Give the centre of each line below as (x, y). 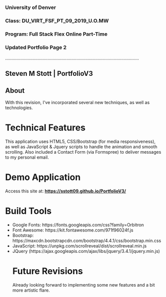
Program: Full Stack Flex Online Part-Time (56, 34)
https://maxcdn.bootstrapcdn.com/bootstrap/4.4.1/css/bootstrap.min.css (87, 241)
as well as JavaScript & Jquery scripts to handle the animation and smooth (81, 147)
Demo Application (43, 177)
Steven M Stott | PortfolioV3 (49, 74)
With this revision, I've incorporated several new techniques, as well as (78, 103)
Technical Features (45, 128)
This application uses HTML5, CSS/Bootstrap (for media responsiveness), (81, 142)
